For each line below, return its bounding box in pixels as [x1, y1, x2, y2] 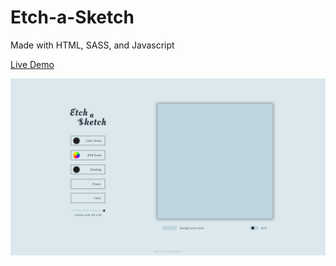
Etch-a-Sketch [10, 6, 135, 29]
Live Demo [10, 58, 55, 70]
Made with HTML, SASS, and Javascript [10, 39, 175, 51]
